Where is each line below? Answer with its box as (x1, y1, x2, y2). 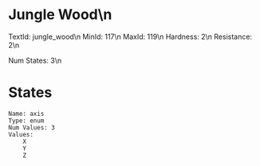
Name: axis (8, 110, 45, 118)
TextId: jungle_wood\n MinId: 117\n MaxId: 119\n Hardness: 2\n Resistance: (8, 32, 253, 41)
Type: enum (8, 117, 45, 125)
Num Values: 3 (8, 123, 56, 132)
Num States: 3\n (8, 56, 62, 65)
